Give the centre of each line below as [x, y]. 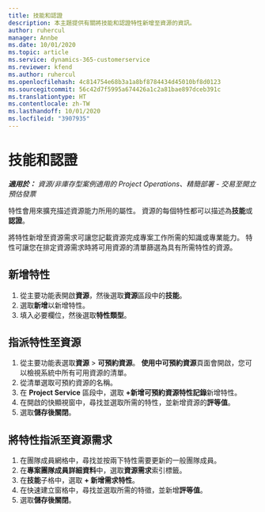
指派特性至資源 [45, 343]
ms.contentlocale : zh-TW [49, 104]
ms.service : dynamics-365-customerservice [79, 60]
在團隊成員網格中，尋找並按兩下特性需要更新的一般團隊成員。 [120, 460]
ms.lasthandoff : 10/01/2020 [55, 112]
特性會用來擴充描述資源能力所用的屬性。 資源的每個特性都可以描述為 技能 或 [131, 210]
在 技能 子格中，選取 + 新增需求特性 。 [79, 480]
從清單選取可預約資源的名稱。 [68, 383]
